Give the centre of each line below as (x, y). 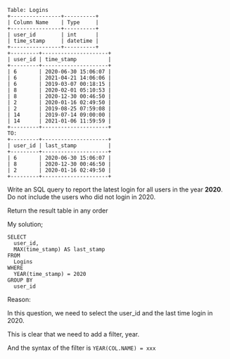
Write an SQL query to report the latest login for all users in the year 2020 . (115, 189)
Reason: (19, 300)
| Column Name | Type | (53, 23)
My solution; (25, 224)
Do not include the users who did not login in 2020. (82, 197)
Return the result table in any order (58, 210)
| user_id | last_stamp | (59, 146)
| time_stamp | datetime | (53, 41)
